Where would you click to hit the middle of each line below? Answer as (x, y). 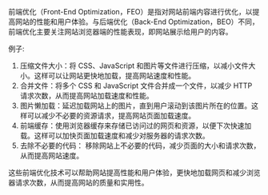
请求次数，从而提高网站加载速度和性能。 (86, 96)
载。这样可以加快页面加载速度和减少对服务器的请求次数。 (114, 135)
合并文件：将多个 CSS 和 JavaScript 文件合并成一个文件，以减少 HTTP (136, 86)
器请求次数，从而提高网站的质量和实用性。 (78, 183)
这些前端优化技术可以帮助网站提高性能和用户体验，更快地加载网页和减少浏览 (134, 173)
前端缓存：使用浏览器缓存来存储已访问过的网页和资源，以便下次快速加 (136, 125)
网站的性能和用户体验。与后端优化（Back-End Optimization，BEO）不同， (137, 22)
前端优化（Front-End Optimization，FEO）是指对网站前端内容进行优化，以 (131, 12)
